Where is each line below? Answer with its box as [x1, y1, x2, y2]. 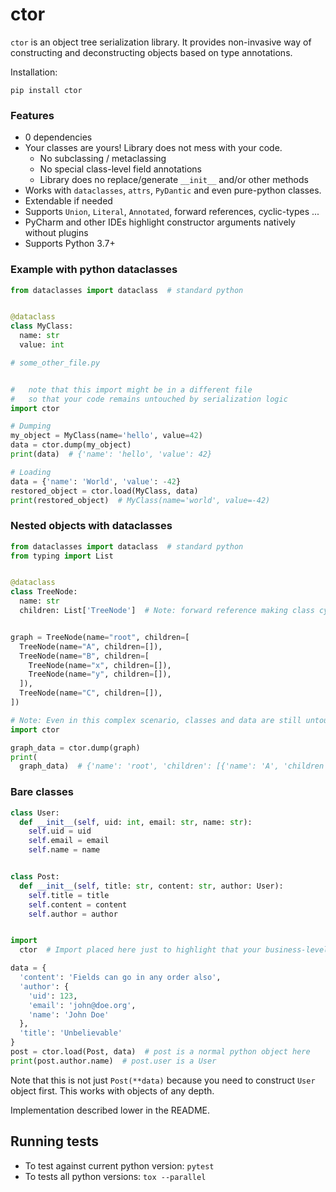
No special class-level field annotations [39, 163, 202, 175]
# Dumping [10, 421, 52, 432]
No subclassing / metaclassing [39, 153, 167, 165]
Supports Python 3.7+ [24, 238, 116, 250]
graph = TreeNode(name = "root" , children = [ [10, 632, 190, 642]
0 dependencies [24, 131, 93, 143]
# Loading [10, 467, 52, 477]
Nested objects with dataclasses [10, 519, 173, 533]
